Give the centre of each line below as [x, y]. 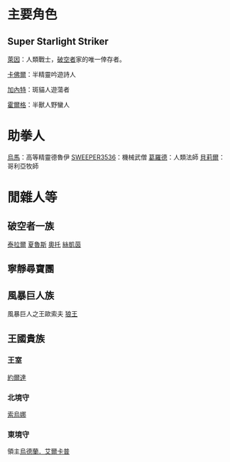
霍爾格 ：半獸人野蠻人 [38, 105]
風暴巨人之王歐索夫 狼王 [43, 314]
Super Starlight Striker [58, 41]
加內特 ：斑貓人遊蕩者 [38, 89]
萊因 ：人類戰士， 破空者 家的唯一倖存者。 [66, 59]
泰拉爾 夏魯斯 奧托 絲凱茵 [44, 244]
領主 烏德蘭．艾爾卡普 [38, 451]
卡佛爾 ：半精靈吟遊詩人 [42, 74]
